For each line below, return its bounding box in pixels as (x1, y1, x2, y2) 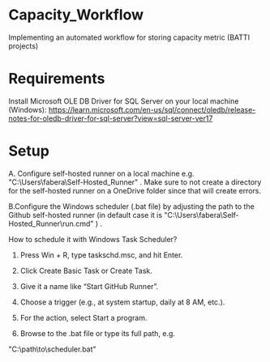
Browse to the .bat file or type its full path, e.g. (19, 328, 176, 338)
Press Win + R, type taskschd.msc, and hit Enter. (19, 249, 183, 260)
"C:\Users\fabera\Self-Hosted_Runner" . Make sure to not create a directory (8, 177, 262, 187)
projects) (8, 40, 39, 50)
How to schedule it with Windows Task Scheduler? (8, 234, 178, 244)
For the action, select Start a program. (19, 313, 148, 322)
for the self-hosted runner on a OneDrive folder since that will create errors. (8, 185, 262, 195)
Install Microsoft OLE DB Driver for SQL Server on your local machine (8, 96, 239, 106)
